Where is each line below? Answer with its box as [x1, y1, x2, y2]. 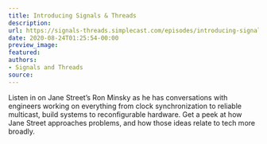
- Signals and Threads [8, 64, 83, 72]
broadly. [8, 126, 36, 136]
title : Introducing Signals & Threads [8, 11, 137, 20]
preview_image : [8, 41, 59, 49]
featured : [8, 49, 41, 56]
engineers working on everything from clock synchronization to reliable [8, 101, 242, 111]
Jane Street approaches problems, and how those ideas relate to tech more [8, 118, 256, 127]
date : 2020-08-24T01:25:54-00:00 [8, 33, 119, 42]
